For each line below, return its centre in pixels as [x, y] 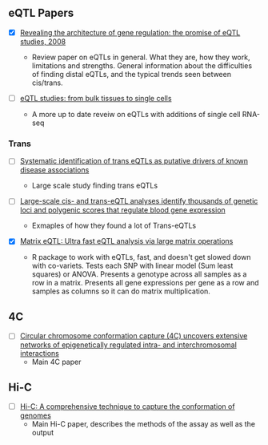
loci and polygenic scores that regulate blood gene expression [122, 210]
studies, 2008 [43, 41]
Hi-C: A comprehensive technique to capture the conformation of [127, 407]
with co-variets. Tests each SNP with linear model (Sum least [132, 266]
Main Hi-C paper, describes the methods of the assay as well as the [144, 424]
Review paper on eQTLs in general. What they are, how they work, [141, 57]
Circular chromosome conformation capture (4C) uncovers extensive [134, 336]
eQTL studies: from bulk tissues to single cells [96, 98]
